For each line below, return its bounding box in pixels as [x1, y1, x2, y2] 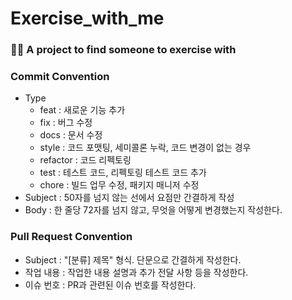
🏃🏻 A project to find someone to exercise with [10, 43, 237, 57]
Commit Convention [10, 70, 110, 84]
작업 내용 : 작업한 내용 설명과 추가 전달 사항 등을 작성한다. [24, 266, 249, 278]
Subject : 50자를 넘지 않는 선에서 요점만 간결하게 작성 [24, 192, 235, 204]
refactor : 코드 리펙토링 [39, 154, 132, 166]
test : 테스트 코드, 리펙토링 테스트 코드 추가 [39, 167, 207, 179]
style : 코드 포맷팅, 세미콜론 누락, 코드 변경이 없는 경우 [39, 142, 252, 154]
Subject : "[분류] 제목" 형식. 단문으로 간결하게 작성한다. [24, 253, 242, 266]
